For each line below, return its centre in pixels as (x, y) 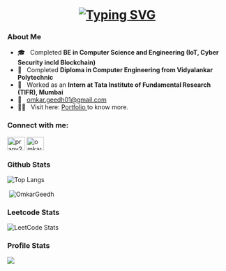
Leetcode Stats (33, 212)
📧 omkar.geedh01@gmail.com (62, 100)
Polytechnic (35, 78)
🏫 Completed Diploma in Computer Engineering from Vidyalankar (115, 70)
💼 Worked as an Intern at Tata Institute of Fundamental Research (114, 85)
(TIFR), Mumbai (40, 92)
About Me (24, 37)
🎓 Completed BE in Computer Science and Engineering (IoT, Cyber (118, 53)
